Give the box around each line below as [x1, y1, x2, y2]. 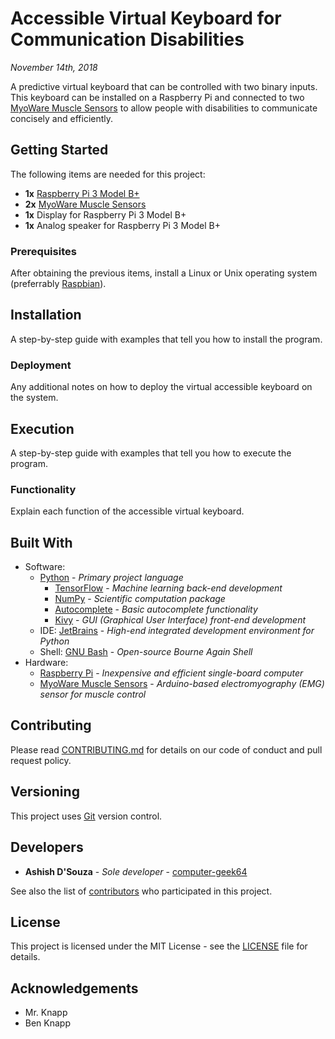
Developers [10, 839, 84, 856]
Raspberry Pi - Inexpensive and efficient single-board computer [39, 667, 304, 679]
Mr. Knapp [24, 1007, 68, 1019]
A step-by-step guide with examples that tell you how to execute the [10, 447, 292, 459]
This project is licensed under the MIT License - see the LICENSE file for [10, 940, 308, 952]
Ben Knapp [24, 1017, 72, 1029]
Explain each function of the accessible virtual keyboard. [10, 505, 245, 517]
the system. [10, 392, 59, 404]
